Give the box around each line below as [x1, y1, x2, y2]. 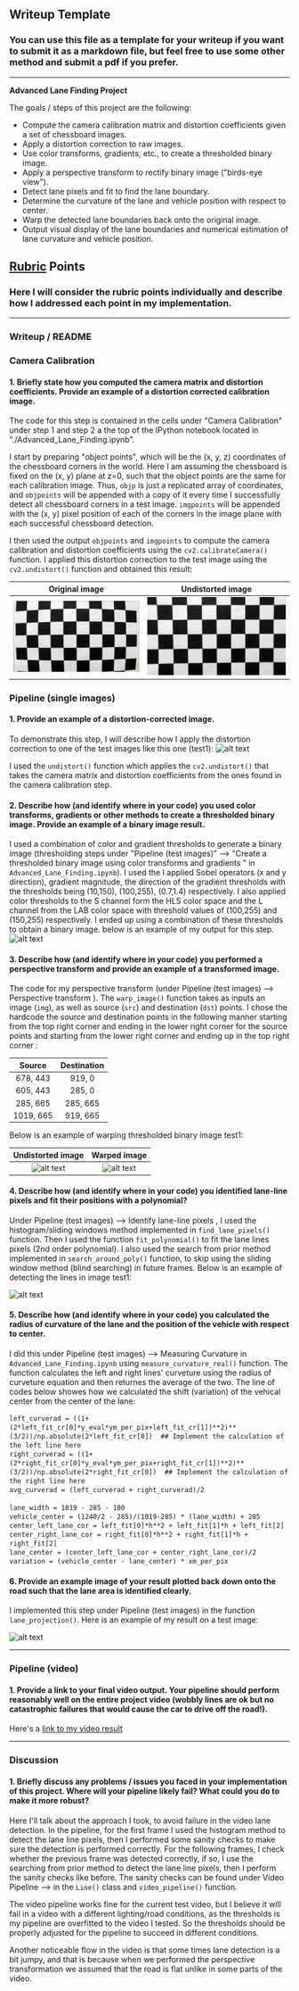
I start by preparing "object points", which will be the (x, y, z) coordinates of [9, 452, 287, 462]
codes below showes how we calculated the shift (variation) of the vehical [9, 1387, 281, 1398]
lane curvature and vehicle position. [21, 233, 154, 244]
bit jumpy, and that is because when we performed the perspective [9, 1954, 255, 1964]
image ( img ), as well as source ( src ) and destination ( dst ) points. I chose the [9, 1002, 287, 1013]
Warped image [91, 1149, 148, 1160]
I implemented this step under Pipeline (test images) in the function [9, 1605, 255, 1616]
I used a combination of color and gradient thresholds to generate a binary [9, 839, 282, 850]
